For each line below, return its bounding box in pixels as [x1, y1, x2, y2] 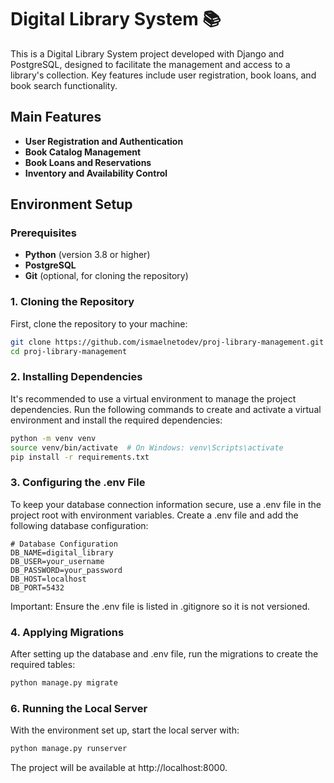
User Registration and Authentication [24, 135, 184, 147]
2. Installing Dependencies [10, 370, 143, 384]
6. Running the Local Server [10, 701, 148, 715]
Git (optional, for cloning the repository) [24, 270, 189, 282]
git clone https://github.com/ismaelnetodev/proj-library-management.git [10, 337, 325, 347]
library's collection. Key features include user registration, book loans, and [10, 69, 317, 81]
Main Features [10, 109, 102, 126]
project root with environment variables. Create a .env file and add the [10, 509, 299, 521]
